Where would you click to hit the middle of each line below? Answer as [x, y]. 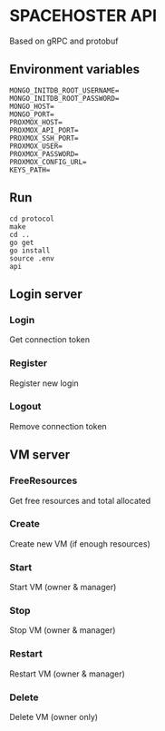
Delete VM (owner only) [53, 717]
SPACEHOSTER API [83, 16]
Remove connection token [58, 426]
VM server [40, 455]
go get [22, 242]
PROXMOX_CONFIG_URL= [49, 162]
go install [30, 251]
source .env [32, 258]
